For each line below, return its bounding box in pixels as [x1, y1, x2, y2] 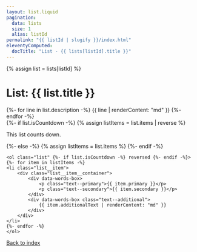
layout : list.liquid [6, 8, 59, 15]
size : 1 [12, 25, 32, 32]
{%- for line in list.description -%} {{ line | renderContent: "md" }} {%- [6, 106, 182, 113]
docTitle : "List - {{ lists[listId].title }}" [12, 48, 132, 55]
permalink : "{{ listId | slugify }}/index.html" [6, 37, 132, 43]
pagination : [6, 15, 36, 21]
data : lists [12, 20, 42, 26]
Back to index [6, 239, 41, 246]
